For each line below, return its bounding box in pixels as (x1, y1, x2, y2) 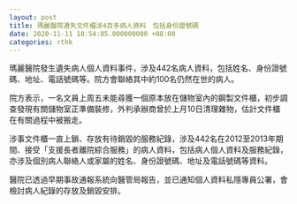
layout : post (9, 12, 57, 22)
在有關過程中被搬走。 (9, 115, 87, 125)
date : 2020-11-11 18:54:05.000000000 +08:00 (9, 29, 176, 38)
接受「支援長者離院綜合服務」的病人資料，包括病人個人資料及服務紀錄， (24, 145, 288, 155)
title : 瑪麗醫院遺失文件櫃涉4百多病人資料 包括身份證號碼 (9, 21, 199, 30)
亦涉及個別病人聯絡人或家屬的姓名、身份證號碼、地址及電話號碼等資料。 (9, 155, 272, 166)
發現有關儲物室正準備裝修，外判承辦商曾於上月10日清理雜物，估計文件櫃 (16, 103, 281, 115)
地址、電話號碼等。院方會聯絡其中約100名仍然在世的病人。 (24, 74, 240, 85)
